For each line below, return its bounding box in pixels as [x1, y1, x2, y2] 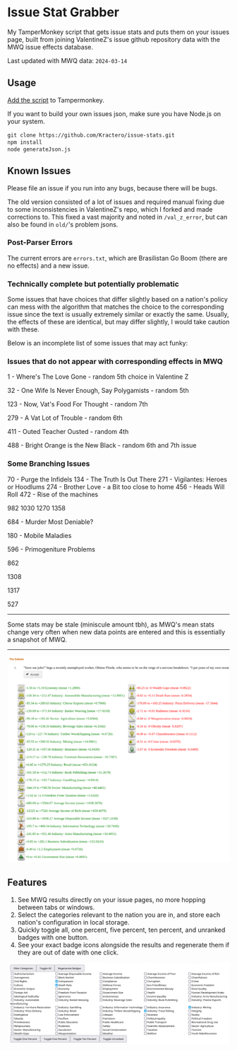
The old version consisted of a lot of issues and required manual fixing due [7, 198, 225, 206]
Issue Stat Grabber [7, 4, 120, 21]
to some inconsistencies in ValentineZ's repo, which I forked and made [7, 205, 213, 213]
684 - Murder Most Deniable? [7, 518, 94, 526]
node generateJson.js [7, 146, 71, 153]
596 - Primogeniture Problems [7, 544, 95, 553]
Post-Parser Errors [7, 238, 73, 248]
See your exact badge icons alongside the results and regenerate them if [17, 940, 230, 949]
